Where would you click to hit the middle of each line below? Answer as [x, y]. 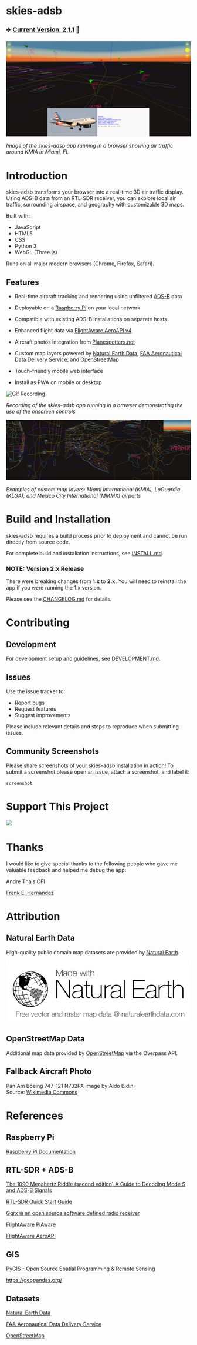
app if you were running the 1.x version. [54, 588]
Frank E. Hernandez [30, 893]
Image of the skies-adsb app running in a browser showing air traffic [90, 146]
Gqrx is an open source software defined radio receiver [73, 1213]
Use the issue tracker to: [36, 691]
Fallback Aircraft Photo [49, 1072]
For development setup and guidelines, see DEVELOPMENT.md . [83, 659]
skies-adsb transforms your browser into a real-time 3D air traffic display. [95, 192]
